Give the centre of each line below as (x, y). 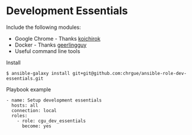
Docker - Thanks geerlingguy (51, 45)
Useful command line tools (47, 51)
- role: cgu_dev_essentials (51, 121)
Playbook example (29, 89)
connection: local (34, 110)
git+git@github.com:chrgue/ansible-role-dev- (129, 73)
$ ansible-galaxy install (38, 73)
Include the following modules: (44, 27)
